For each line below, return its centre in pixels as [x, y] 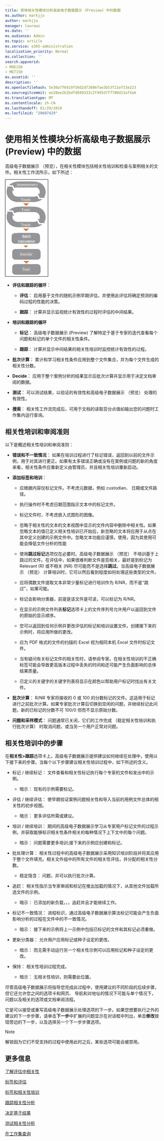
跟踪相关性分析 [20, 1102]
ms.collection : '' [24, 57]
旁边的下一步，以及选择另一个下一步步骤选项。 [56, 1022]
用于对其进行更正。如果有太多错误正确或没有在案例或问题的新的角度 [89, 461]
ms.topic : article [24, 41]
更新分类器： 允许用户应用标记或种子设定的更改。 [62, 939]
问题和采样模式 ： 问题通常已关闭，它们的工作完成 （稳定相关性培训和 [82, 720]
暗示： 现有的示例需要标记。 [48, 789]
